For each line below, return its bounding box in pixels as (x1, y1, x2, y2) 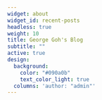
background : (13, 63, 49, 70)
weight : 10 (7, 30, 39, 37)
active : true (7, 50, 46, 57)
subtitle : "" (7, 43, 46, 50)
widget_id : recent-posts (7, 17, 80, 24)
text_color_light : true (20, 75, 90, 83)
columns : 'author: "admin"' (13, 82, 96, 89)
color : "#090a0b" (20, 69, 71, 76)
